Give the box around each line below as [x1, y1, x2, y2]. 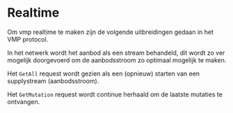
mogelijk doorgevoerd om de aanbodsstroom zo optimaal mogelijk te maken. [7, 55, 227, 64]
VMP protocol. [7, 35, 49, 43]
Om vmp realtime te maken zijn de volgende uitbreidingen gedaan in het [7, 28, 214, 36]
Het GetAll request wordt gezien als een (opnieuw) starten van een [7, 69, 200, 78]
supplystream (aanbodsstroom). [7, 76, 99, 85]
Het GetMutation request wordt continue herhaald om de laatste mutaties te [7, 90, 223, 98]
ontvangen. [7, 97, 40, 105]
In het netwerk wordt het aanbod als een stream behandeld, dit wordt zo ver [7, 49, 225, 57]
